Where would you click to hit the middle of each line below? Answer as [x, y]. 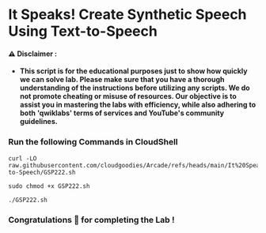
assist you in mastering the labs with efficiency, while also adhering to [138, 105]
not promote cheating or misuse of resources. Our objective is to [128, 96]
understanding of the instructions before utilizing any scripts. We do [135, 88]
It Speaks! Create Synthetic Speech [127, 15]
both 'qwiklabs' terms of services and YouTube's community [122, 113]
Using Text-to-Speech [83, 31]
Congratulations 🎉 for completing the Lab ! [91, 220]
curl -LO [23, 158]
